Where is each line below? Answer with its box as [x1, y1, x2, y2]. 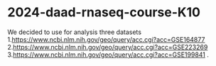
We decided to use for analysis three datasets [7, 28, 142, 36]
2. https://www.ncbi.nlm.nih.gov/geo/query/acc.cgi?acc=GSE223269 [7, 43, 208, 51]
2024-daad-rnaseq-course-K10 [7, 4, 201, 21]
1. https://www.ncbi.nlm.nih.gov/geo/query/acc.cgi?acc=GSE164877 [7, 35, 205, 43]
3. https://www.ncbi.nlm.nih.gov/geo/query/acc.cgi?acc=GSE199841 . [7, 50, 210, 59]
